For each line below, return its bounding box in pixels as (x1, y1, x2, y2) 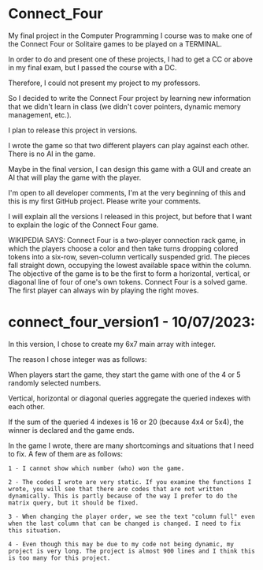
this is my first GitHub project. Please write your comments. (8, 196, 202, 206)
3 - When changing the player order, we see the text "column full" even (8, 512, 256, 520)
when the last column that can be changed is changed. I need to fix (8, 520, 242, 527)
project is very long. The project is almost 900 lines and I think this (8, 547, 256, 555)
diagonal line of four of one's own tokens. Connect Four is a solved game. (8, 277, 248, 286)
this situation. (8, 526, 61, 535)
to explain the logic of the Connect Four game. (8, 220, 159, 229)
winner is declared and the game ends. (8, 425, 135, 434)
